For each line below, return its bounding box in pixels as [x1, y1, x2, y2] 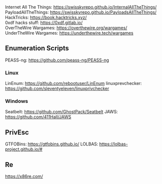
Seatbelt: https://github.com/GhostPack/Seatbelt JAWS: [5, 109, 118, 115]
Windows [5, 98, 28, 104]
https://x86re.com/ [5, 173, 43, 180]
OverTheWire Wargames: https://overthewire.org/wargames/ [5, 25, 127, 31]
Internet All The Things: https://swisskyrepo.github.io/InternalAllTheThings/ [5, 4, 157, 10]
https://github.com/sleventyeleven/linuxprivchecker [5, 85, 109, 92]
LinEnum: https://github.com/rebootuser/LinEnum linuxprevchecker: [5, 81, 142, 86]
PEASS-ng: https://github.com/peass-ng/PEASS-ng [5, 57, 109, 63]
